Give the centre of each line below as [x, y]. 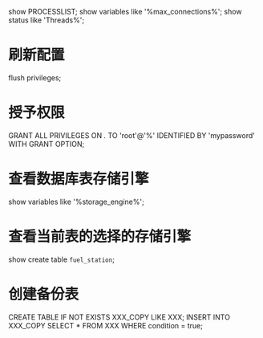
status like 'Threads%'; [47, 20]
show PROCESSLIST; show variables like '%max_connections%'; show [125, 12]
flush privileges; [35, 77]
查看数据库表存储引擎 [79, 179]
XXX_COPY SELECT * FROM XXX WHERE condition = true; [105, 325]
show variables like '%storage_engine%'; [76, 202]
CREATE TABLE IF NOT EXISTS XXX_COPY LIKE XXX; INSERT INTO [119, 317]
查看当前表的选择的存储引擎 [100, 237]
